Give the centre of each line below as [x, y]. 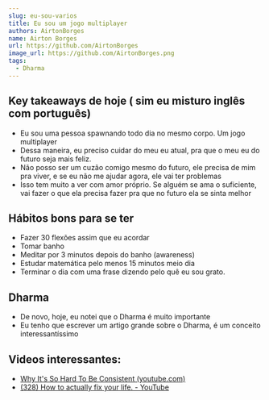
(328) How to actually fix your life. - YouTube [94, 387]
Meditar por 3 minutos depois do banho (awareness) [107, 255]
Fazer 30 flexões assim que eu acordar [85, 238]
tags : [17, 61]
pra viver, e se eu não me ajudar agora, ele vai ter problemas [120, 176]
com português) [50, 114]
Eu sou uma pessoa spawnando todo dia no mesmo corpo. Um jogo [132, 133]
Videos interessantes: [65, 359]
